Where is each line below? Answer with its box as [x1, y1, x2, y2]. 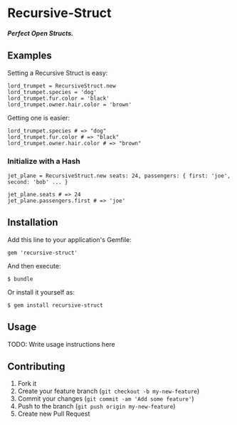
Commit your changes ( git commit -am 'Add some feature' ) [17, 394, 194, 403]
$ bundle [7, 276, 33, 283]
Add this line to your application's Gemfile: [7, 235, 132, 243]
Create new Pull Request [17, 409, 90, 418]
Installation [7, 216, 58, 229]
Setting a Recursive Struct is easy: [7, 68, 108, 77]
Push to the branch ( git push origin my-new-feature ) [17, 402, 176, 411]
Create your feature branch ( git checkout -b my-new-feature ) [17, 387, 200, 396]
